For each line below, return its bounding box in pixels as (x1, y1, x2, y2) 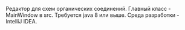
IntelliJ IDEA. (5, 18, 37, 25)
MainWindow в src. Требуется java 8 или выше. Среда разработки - (5, 11, 180, 19)
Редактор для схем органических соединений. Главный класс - (5, 5, 171, 12)
